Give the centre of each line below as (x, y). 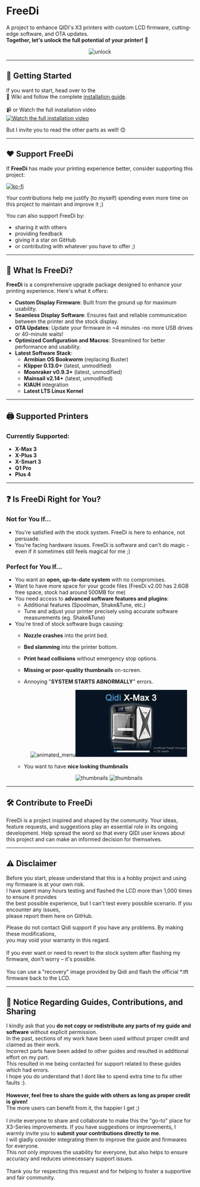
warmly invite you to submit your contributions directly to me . (83, 1133)
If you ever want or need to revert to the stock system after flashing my (93, 952)
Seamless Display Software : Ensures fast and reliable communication (101, 315)
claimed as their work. (33, 1045)
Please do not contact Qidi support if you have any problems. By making (95, 927)
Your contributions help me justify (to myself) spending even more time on (97, 198)
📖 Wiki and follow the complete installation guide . (66, 96)
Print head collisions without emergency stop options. (90, 658)
